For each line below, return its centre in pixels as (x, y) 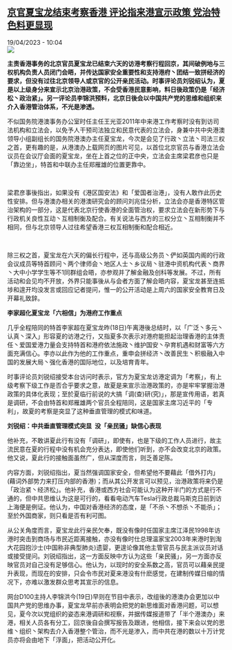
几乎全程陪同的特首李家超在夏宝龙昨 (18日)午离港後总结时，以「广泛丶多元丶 (115, 327)
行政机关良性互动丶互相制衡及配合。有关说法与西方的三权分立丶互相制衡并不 (116, 218)
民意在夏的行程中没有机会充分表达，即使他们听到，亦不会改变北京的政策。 (119, 449)
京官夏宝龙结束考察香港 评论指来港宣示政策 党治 (109, 12)
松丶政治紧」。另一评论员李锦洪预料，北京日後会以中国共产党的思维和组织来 (115, 98)
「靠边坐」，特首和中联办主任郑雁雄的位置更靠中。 (78, 164)
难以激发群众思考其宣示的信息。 (76, 582)
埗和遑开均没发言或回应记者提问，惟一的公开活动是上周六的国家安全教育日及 (116, 289)
